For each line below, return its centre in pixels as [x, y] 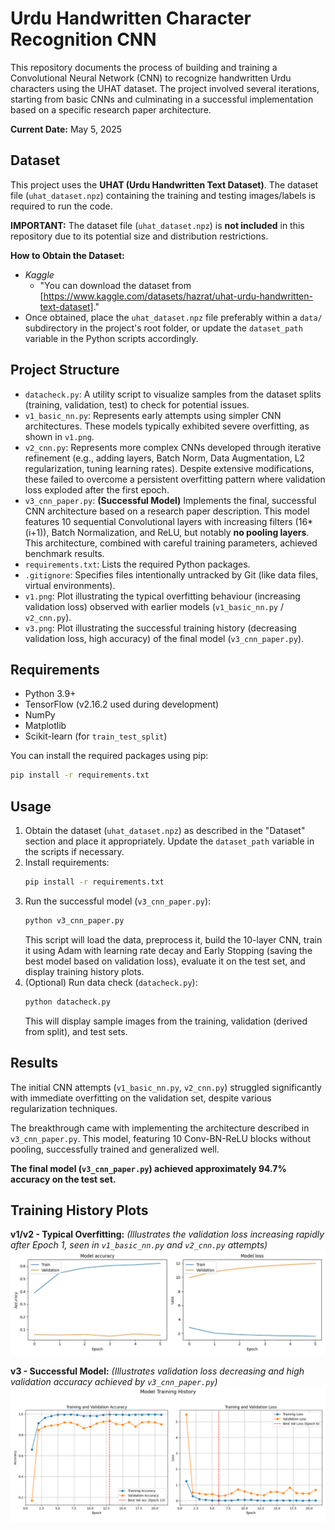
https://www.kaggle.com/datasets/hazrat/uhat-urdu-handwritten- [178, 296]
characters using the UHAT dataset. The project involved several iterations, [165, 88]
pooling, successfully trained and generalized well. [115, 1149]
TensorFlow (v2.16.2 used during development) [122, 704]
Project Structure [65, 370]
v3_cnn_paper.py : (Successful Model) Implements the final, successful [170, 500]
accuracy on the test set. [63, 1179]
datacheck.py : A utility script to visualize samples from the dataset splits [173, 394]
